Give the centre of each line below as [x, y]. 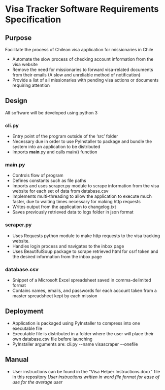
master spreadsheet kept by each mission [55, 296]
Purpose [18, 38]
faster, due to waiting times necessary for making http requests [77, 202]
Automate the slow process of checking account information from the [83, 59]
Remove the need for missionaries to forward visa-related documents [83, 70]
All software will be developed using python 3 [51, 112]
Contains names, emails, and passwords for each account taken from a [84, 290]
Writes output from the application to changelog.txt [64, 207]
